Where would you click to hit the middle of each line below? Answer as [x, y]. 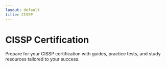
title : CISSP [19, 15]
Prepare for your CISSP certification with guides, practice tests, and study [83, 54]
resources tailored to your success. [43, 59]
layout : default [22, 10]
